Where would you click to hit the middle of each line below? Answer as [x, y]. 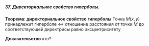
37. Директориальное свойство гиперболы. [52, 7]
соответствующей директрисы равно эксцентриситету [63, 29]
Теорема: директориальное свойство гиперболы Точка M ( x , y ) [73, 19]
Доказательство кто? [28, 38]
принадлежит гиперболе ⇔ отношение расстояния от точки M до [74, 24]
